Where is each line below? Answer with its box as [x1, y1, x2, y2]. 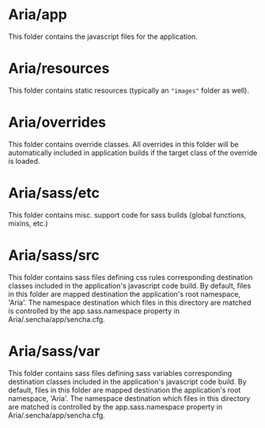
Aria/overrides [8, 113, 107, 131]
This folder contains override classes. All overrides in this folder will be [8, 139, 239, 149]
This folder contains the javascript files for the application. [8, 32, 198, 41]
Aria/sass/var [8, 342, 100, 360]
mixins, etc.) [8, 218, 49, 228]
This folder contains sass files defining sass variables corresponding [8, 368, 233, 377]
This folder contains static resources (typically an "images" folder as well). [8, 85, 250, 95]
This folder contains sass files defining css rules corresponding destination [8, 272, 253, 282]
